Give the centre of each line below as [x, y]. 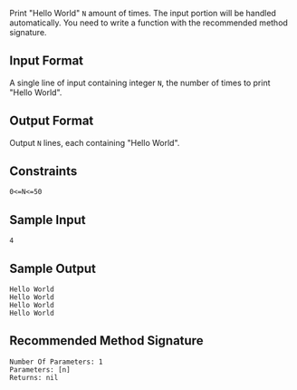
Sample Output [53, 268]
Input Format [47, 61]
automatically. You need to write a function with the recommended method [148, 23]
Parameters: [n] [40, 370]
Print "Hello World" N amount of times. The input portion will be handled [143, 13]
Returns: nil [34, 377]
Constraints [43, 171]
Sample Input [48, 220]
